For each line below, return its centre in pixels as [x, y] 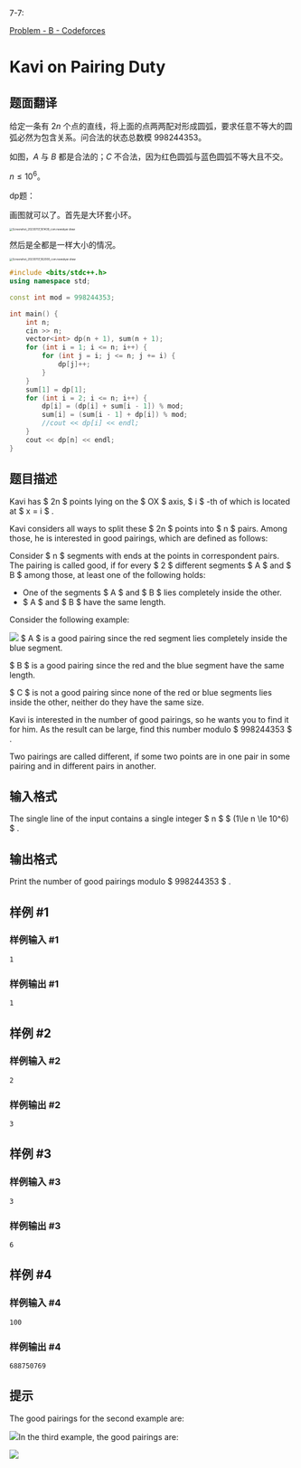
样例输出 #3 [35, 1226]
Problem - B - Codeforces [57, 30]
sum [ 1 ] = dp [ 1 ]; [56, 389]
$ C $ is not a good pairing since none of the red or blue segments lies [141, 692]
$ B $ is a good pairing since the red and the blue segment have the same [147, 665]
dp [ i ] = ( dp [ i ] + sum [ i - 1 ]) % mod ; [113, 406]
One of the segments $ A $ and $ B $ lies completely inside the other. [152, 592]
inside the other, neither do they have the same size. [107, 702]
